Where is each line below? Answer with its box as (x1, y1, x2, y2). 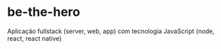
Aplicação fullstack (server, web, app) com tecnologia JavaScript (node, (7, 27, 215, 35)
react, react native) (7, 34, 62, 42)
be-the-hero (7, 4, 80, 20)
